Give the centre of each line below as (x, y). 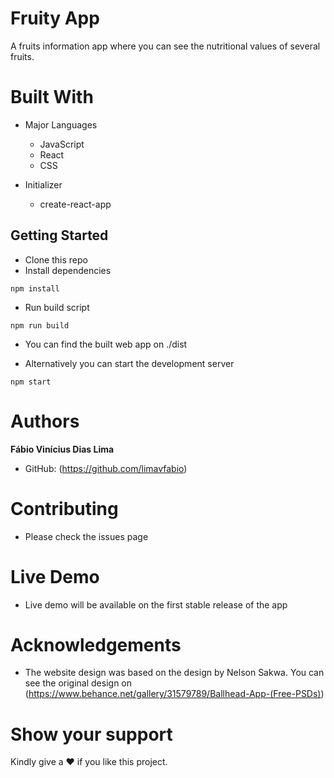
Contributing (64, 508)
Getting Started (59, 235)
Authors (45, 421)
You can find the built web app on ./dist (106, 344)
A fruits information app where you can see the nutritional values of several (165, 46)
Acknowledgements (96, 644)
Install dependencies (68, 270)
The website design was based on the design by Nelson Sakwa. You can (174, 673)
